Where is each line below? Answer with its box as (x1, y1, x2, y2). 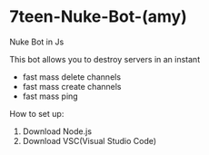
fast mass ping (22, 91, 79, 102)
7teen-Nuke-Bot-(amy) (9, 6, 188, 27)
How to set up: (9, 108, 65, 119)
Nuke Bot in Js (9, 36, 65, 47)
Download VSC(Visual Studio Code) (22, 135, 157, 146)
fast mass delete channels (22, 71, 121, 82)
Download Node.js (22, 125, 93, 137)
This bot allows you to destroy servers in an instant (9, 53, 201, 64)
